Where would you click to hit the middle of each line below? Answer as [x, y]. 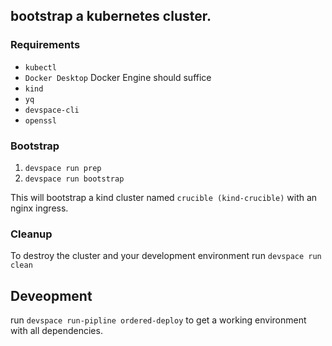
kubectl [40, 67]
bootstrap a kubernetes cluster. [111, 16]
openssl [40, 120]
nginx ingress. [39, 208]
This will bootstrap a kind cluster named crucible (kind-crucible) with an [164, 197]
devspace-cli [52, 110]
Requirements [45, 45]
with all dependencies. [56, 331]
